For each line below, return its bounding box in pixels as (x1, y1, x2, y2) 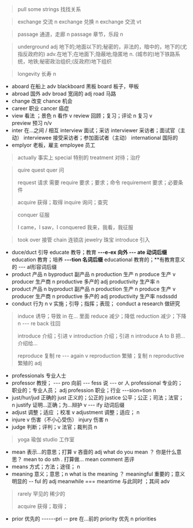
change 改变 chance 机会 (11, 97, 73, 105)
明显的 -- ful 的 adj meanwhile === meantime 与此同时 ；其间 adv (11, 478, 170, 485)
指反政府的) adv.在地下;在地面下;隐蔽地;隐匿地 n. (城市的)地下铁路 (17, 51, 175, 58)
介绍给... (17, 340, 38, 347)
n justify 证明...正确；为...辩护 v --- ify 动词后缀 (11, 402, 125, 408)
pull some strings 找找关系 (17, 6, 81, 12)
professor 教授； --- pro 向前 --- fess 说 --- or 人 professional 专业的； (11, 379, 183, 386)
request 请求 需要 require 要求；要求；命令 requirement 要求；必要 (17, 179, 178, 186)
